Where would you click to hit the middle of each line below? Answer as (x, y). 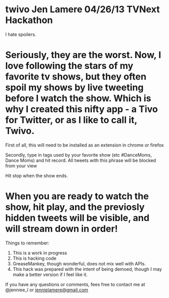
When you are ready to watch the (77, 196)
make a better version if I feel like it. (50, 275)
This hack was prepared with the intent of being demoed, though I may (87, 269)
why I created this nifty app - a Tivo (82, 109)
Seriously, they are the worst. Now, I (83, 55)
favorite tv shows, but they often (76, 77)
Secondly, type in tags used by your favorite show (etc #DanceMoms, (79, 155)
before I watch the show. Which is (78, 98)
